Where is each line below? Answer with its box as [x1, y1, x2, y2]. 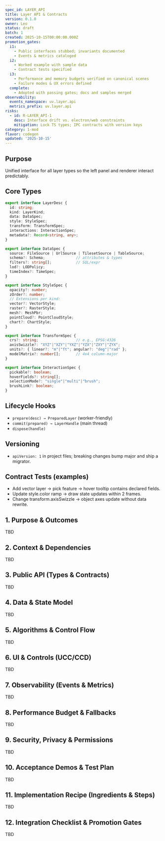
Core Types [5, 187, 41, 196]
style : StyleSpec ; [9, 219, 48, 224]
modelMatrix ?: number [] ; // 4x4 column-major [9, 352, 119, 357]
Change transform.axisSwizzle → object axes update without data [12, 496, 147, 502]
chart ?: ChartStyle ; [9, 319, 52, 324]
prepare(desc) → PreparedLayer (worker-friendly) [12, 415, 113, 421]
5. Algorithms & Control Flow [5, 626, 95, 634]
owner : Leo [5, 21, 28, 26]
